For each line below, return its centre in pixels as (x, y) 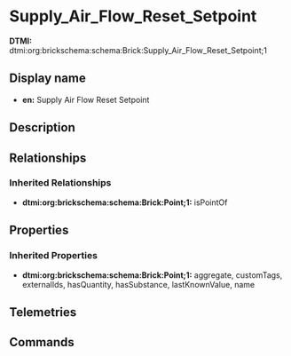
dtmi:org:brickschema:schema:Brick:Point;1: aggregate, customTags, (152, 275)
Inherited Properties (53, 256)
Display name (47, 79)
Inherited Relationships (60, 183)
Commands (42, 342)
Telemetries (43, 312)
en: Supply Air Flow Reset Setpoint (86, 99)
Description (42, 127)
